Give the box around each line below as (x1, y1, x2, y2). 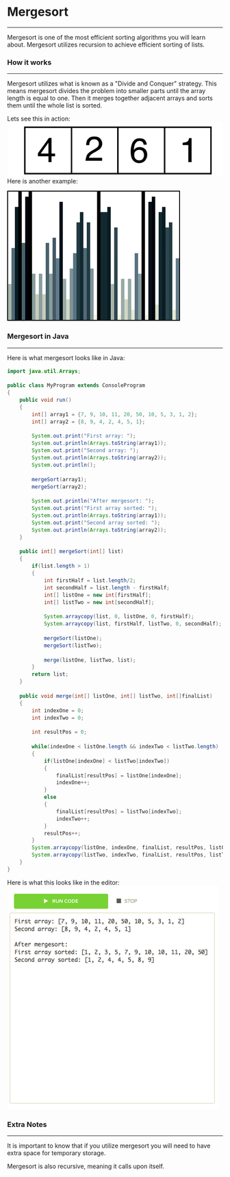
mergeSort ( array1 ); (31, 476, 88, 483)
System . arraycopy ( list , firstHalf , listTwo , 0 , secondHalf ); (43, 620, 222, 627)
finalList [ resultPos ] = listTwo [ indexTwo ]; (55, 808, 183, 815)
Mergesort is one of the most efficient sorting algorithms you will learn (7, 33, 206, 41)
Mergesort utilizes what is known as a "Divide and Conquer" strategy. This (7, 79, 217, 88)
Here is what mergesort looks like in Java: (7, 353, 125, 362)
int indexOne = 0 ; (31, 707, 84, 714)
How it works (7, 58, 52, 67)
